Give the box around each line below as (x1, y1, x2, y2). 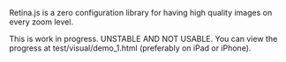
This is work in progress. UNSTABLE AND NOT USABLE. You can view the (9, 34, 278, 44)
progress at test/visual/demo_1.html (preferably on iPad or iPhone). (9, 43, 252, 53)
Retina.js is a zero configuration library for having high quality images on (9, 8, 273, 17)
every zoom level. (9, 17, 73, 27)
